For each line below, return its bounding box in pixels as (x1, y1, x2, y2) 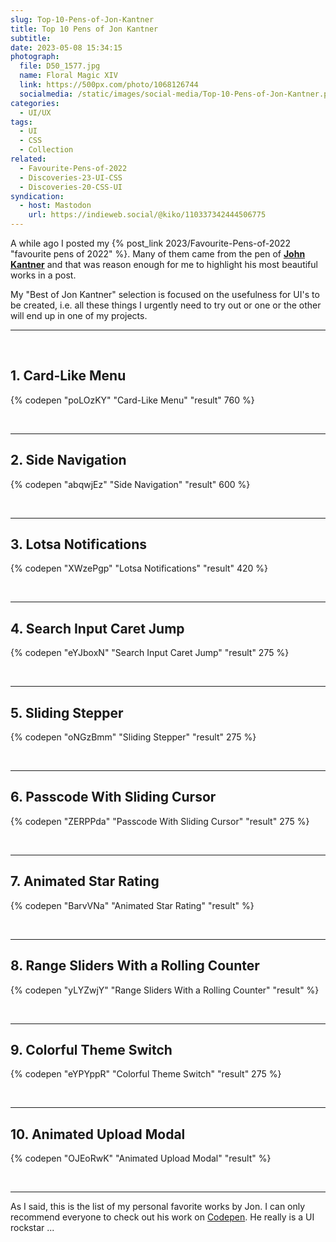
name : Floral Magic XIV (19, 71, 118, 81)
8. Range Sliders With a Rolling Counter (10, 957, 260, 975)
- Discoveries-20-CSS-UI (19, 182, 123, 192)
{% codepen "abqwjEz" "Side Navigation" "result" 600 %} (10, 478, 251, 490)
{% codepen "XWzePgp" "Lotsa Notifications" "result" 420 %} (10, 562, 269, 575)
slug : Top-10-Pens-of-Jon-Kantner (10, 14, 155, 25)
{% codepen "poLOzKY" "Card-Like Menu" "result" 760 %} (10, 394, 255, 406)
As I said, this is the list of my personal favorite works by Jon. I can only (10, 1201, 306, 1213)
